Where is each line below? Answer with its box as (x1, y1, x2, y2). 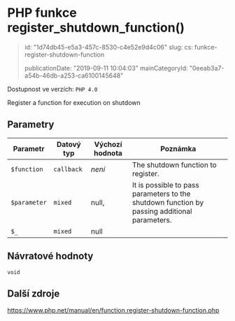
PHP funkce (7, 5, 77, 21)
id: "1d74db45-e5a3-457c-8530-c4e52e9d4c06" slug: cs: (24, 43, 194, 51)
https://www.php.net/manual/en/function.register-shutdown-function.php (7, 306, 220, 315)
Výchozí (94, 139, 122, 149)
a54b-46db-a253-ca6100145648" (24, 71, 124, 80)
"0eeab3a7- (189, 64, 225, 72)
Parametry (7, 119, 55, 131)
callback (53, 165, 83, 173)
